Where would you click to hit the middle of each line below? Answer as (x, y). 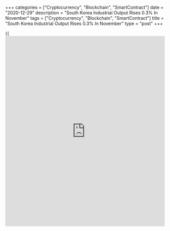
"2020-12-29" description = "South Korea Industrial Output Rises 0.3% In (81, 13)
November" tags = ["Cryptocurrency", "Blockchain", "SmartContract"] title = (85, 18)
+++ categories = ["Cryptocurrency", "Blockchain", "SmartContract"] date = (84, 7)
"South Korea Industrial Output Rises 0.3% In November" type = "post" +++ (84, 23)
